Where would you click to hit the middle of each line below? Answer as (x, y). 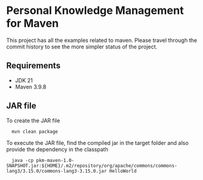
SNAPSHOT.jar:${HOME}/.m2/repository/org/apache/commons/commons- (92, 165)
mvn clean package (35, 132)
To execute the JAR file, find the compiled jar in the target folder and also (98, 142)
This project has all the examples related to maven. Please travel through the (102, 40)
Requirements (33, 66)
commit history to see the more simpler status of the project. (82, 47)
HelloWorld (123, 171)
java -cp (23, 160)
